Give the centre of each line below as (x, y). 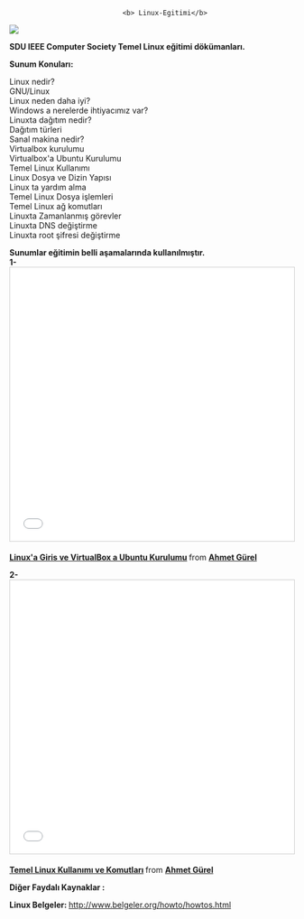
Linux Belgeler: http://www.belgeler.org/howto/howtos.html (120, 905)
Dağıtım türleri (36, 130)
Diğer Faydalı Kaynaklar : (57, 887)
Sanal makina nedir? (47, 139)
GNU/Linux (30, 91)
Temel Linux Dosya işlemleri (61, 197)
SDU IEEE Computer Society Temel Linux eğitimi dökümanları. (127, 46)
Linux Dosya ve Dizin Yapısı (60, 177)
